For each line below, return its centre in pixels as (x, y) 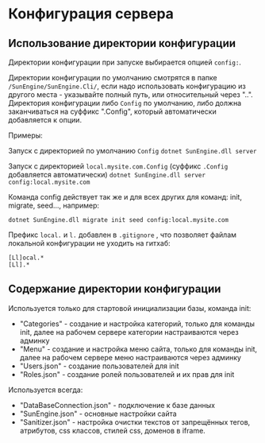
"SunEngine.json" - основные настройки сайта (98, 414)
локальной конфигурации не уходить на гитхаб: (89, 243)
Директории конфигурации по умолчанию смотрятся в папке (113, 78)
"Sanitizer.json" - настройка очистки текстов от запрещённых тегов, (135, 422)
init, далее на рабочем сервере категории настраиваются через (129, 332)
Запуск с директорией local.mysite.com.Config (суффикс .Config (118, 166)
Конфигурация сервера (91, 14)
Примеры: (26, 135)
